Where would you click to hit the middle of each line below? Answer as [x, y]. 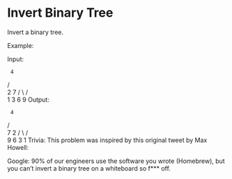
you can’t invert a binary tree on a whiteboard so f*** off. [89, 168]
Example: [21, 45]
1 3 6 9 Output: [29, 100]
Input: [16, 59]
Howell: [18, 147]
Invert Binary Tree [60, 13]
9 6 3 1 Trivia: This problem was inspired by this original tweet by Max [107, 140]
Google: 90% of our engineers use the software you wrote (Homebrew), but [116, 161]
